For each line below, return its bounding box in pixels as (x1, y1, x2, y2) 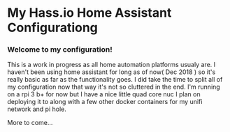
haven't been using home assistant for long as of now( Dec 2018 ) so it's (7, 68, 216, 76)
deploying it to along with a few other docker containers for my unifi (7, 98, 203, 106)
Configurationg (7, 20, 98, 36)
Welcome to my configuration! (7, 45, 113, 54)
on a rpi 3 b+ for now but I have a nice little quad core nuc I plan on (7, 90, 201, 98)
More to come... (7, 119, 53, 127)
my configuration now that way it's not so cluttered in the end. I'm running (7, 82, 220, 91)
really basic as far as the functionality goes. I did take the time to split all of (7, 75, 223, 84)
